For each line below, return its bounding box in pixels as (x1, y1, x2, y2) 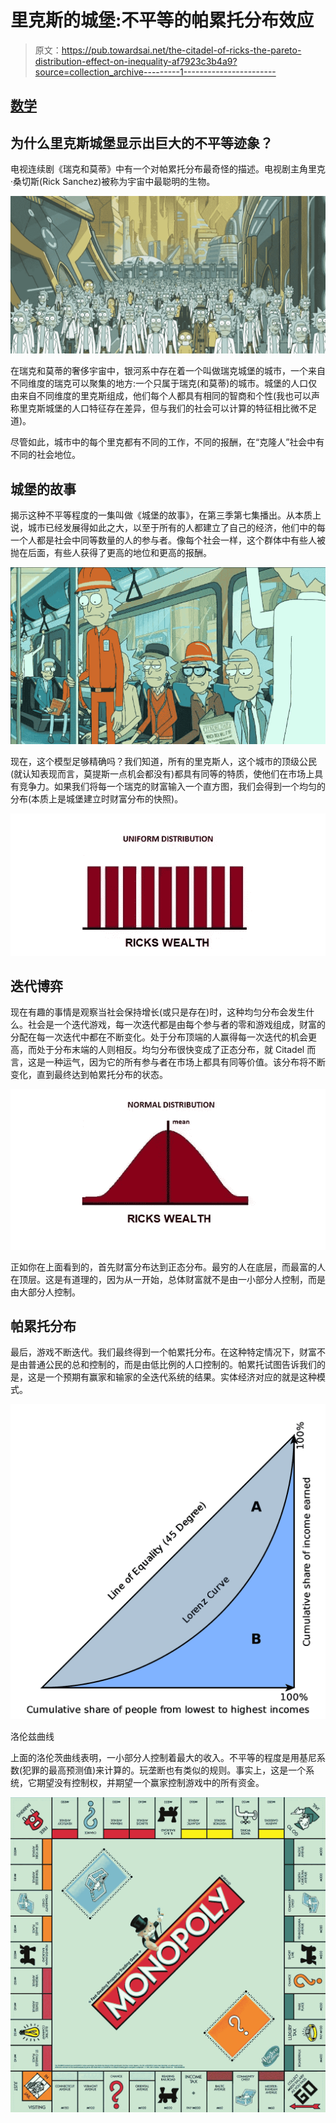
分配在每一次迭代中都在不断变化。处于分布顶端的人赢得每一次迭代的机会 (10, 1031, 308, 1043)
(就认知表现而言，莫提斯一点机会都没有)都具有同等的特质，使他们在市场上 (10, 768, 315, 780)
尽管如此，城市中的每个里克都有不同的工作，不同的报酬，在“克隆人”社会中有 (10, 436, 325, 448)
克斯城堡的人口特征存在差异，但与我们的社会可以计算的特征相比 (27, 402, 291, 415)
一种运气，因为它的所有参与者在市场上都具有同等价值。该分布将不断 (44, 1056, 326, 1068)
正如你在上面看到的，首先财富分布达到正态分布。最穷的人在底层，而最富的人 (10, 1261, 326, 1273)
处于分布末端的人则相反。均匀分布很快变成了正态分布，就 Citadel (36, 1044, 305, 1056)
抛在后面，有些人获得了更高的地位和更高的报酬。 (10, 546, 212, 558)
